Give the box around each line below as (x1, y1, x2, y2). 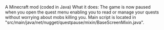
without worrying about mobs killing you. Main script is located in (5, 15, 136, 20)
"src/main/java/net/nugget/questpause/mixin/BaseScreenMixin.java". (5, 19, 144, 25)
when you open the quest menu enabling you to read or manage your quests (5, 9, 159, 15)
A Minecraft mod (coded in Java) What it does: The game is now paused (5, 4, 151, 10)
